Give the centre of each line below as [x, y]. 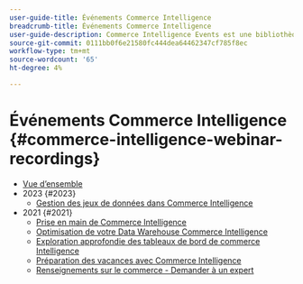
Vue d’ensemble [52, 183]
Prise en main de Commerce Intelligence [111, 222]
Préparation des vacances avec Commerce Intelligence [138, 260]
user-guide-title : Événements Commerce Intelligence [110, 18]
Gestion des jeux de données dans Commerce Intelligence [144, 203]
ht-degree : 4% [36, 69]
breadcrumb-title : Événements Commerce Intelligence [110, 26]
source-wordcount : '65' [54, 60]
